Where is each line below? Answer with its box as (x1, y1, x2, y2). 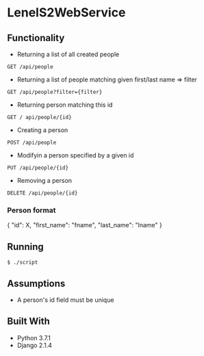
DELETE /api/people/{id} (7, 190, 78, 196)
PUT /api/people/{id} (7, 164, 69, 171)
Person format (7, 205, 56, 215)
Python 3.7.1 (16, 333, 51, 342)
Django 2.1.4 (16, 341, 53, 349)
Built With (7, 316, 50, 327)
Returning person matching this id (16, 101, 113, 109)
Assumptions (7, 277, 66, 289)
